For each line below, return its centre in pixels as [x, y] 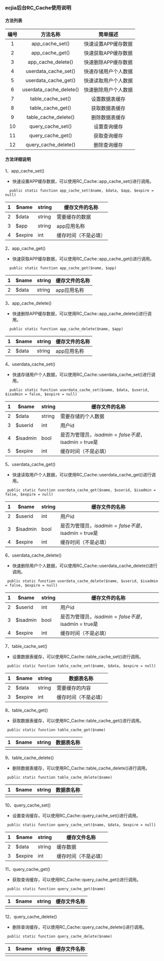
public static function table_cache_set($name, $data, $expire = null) [82, 666]
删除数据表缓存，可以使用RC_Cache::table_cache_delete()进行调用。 [81, 768]
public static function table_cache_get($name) [56, 730]
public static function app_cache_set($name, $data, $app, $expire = [82, 191]
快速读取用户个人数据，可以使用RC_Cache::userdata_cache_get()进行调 [84, 475]
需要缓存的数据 [74, 217]
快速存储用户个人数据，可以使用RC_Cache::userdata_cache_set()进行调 [84, 375]
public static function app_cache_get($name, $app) [63, 268]
